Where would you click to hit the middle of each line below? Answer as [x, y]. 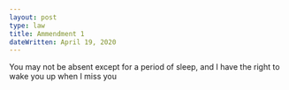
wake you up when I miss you [63, 77]
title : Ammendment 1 [47, 34]
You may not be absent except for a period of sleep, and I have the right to [144, 67]
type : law [27, 26]
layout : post [33, 17]
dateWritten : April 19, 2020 [63, 42]
